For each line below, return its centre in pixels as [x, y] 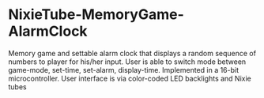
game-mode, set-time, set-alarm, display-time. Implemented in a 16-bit [124, 70]
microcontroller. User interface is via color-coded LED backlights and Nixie [130, 78]
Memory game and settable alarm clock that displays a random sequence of [132, 53]
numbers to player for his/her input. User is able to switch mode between [127, 62]
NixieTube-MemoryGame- [96, 15]
